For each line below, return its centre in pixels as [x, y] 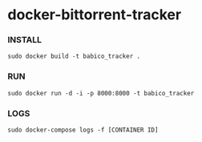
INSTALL [24, 40]
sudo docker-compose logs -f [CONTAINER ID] [83, 130]
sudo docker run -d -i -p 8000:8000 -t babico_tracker [101, 93]
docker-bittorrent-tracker [95, 15]
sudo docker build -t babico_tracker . [74, 57]
